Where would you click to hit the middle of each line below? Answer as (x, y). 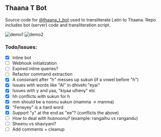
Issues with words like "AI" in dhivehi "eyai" (56, 85)
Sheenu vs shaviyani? (34, 123)
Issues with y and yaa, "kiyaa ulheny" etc (54, 91)
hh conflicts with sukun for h (41, 96)
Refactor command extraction (42, 74)
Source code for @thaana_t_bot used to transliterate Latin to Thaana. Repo (80, 20)
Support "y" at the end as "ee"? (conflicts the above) (66, 113)
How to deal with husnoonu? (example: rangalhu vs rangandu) (75, 118)
